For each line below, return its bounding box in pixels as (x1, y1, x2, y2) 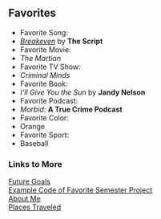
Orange (19, 121, 46, 131)
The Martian (19, 53, 62, 63)
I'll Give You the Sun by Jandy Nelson (19, 87, 146, 97)
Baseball (19, 138, 49, 148)
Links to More (8, 158, 62, 169)
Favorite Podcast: (19, 95, 78, 105)
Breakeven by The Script (19, 36, 103, 46)
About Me (8, 194, 42, 204)
